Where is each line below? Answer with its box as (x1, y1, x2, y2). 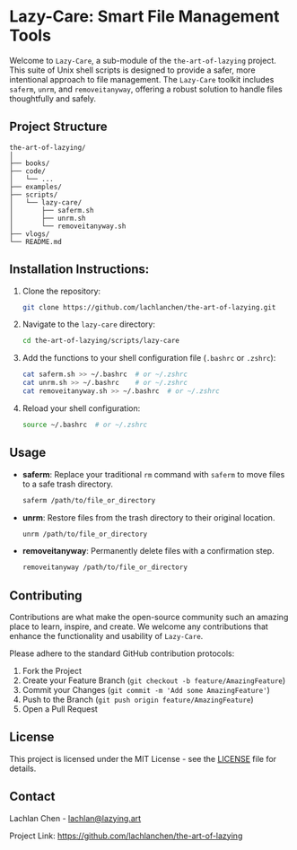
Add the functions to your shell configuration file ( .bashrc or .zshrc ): (22, 353, 276, 364)
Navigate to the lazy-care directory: (22, 319, 155, 329)
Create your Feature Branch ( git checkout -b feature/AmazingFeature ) (22, 675, 286, 686)
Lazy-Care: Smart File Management (9, 6, 280, 27)
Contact (9, 789, 56, 804)
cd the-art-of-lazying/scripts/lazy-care (22, 337, 179, 346)
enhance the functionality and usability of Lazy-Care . (9, 631, 204, 642)
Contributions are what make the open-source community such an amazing (9, 612, 289, 623)
